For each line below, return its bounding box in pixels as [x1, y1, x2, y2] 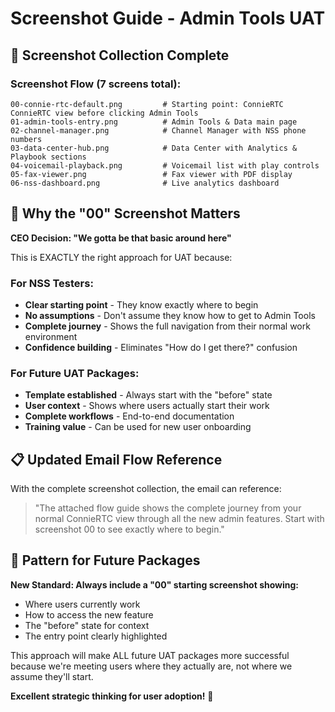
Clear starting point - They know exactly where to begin [24, 298, 259, 311]
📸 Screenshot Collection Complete [10, 47, 230, 64]
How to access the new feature [24, 608, 154, 621]
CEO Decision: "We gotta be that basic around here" [10, 232, 232, 244]
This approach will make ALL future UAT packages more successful [10, 649, 290, 661]
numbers [10, 134, 43, 144]
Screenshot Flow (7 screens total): [10, 77, 182, 91]
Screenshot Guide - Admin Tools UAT [10, 7, 326, 30]
